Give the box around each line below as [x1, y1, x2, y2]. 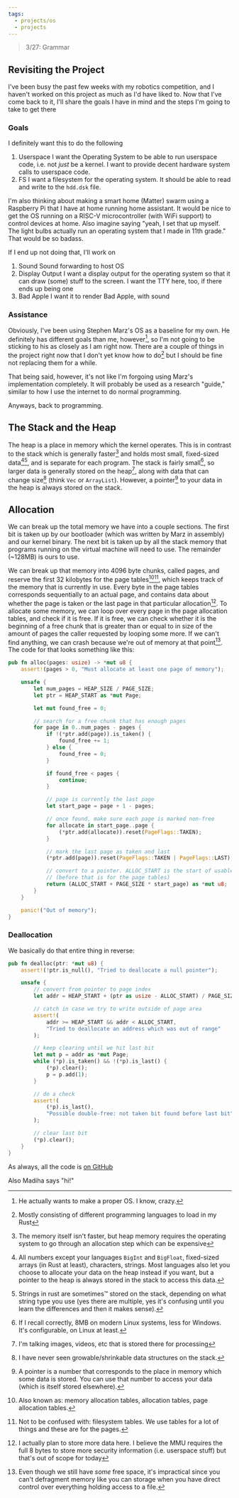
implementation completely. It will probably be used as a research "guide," [8, 380, 226, 389]
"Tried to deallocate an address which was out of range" [45, 1025, 221, 1032]
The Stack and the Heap [8, 422, 116, 434]
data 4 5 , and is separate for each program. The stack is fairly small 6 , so [8, 457, 215, 467]
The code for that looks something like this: [8, 646, 135, 654]
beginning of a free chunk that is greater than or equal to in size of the [8, 622, 213, 630]
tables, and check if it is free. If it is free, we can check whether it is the [8, 614, 217, 622]
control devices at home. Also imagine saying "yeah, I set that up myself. [8, 219, 221, 228]
